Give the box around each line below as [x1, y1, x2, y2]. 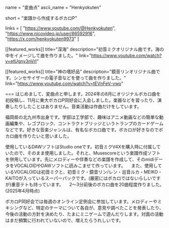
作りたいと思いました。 [22, 133, 72, 139]
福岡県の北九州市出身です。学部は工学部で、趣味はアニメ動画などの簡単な [5, 114, 159, 120]
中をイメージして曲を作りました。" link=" [5, 52, 92, 58]
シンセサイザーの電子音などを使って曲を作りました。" [13, 75, 126, 81]
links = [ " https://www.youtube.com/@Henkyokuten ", [5, 25, 116, 31]
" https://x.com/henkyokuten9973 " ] [5, 36, 79, 42]
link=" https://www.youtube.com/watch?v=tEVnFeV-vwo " [5, 81, 124, 87]
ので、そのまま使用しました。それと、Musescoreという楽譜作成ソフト [14, 150, 161, 156]
